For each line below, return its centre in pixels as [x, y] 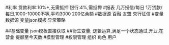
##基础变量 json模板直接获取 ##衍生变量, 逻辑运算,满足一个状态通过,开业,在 [84, 31]
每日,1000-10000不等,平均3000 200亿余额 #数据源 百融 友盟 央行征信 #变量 [84, 14]
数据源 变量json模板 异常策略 [36, 20]
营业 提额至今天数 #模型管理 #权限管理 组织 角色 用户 [61, 37]
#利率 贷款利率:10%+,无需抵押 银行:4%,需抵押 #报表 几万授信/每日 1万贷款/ [84, 7]
